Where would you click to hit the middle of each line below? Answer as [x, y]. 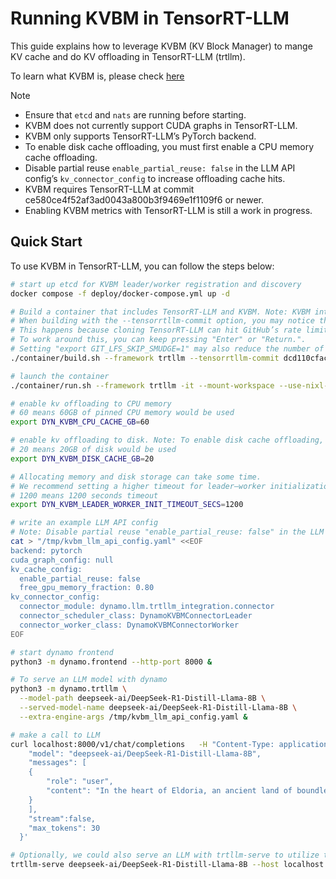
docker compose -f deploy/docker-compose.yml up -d [120, 293]
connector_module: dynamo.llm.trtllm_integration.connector [147, 607]
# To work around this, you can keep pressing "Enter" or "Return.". [158, 340]
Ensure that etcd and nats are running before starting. [135, 114]
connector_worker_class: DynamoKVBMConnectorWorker [129, 625]
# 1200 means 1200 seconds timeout [84, 495]
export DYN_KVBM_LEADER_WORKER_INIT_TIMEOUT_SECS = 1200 [127, 505]
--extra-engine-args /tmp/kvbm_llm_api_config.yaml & [133, 717]
